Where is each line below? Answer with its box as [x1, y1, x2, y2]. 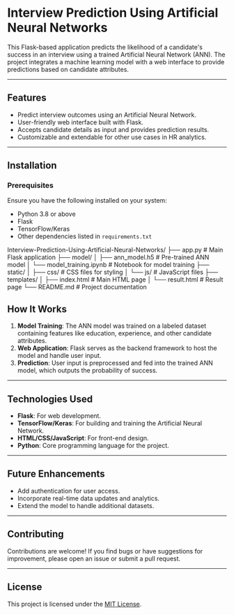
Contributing [7, 528, 64, 540]
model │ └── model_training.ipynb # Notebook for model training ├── [7, 261, 210, 269]
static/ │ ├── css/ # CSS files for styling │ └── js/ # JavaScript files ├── [7, 268, 218, 277]
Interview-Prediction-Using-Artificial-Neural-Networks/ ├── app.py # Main [7, 246, 224, 254]
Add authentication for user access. [17, 486, 120, 495]
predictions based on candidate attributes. [7, 65, 129, 73]
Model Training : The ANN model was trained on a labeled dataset [17, 321, 207, 330]
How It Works [7, 303, 68, 315]
